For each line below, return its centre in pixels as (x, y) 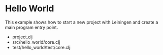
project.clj (22, 37)
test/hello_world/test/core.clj (41, 47)
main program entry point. (32, 27)
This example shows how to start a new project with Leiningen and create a (82, 22)
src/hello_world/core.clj (36, 42)
